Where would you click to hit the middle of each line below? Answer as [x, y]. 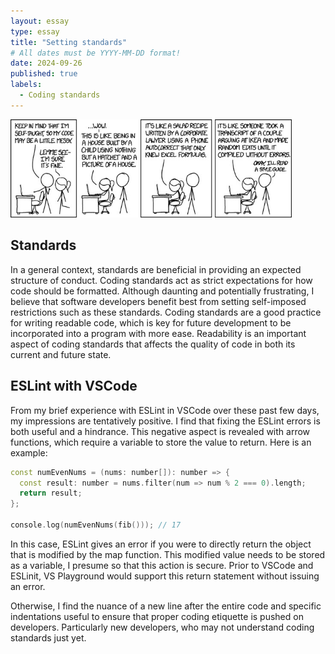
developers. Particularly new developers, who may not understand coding [162, 627]
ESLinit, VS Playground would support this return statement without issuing [165, 576]
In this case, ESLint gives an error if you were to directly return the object [161, 544]
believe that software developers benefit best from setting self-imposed [158, 301]
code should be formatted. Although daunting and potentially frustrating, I [162, 291]
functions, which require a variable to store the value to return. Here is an [161, 442]
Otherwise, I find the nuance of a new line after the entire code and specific [166, 606]
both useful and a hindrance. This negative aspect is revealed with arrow [160, 431]
